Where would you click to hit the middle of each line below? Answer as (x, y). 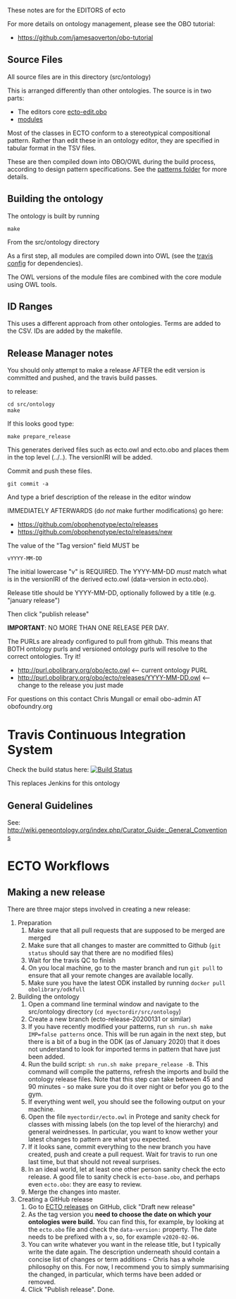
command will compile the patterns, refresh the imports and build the (128, 1071)
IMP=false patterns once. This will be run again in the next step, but (127, 1034)
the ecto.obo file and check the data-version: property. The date (122, 1229)
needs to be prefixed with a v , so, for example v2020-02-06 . (113, 1237)
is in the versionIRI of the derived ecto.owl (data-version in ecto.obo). (108, 580)
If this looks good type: (41, 424)
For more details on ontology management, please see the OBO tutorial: (111, 24)
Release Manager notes (60, 353)
